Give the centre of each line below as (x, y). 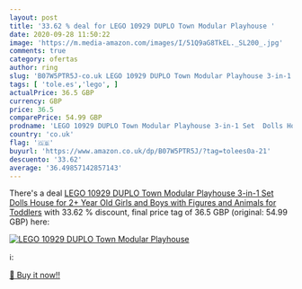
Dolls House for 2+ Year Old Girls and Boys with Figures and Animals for (143, 203)
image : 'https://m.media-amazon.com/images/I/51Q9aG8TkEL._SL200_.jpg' (146, 43)
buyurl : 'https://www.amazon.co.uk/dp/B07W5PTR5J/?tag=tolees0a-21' (140, 151)
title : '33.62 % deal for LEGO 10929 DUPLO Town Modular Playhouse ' (142, 26)
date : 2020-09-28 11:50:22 (60, 34)
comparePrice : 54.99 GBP (56, 118)
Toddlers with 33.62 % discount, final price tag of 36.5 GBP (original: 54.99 (148, 213)
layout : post (34, 18)
